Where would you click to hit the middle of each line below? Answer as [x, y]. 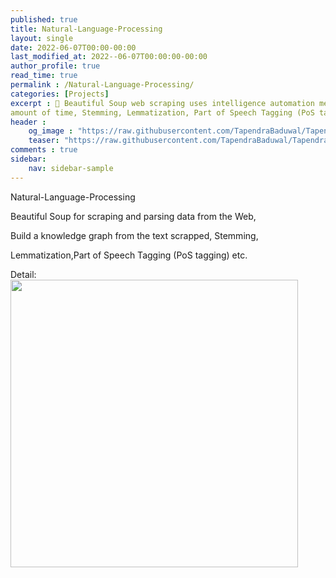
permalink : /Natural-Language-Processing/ [102, 85]
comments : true [44, 150]
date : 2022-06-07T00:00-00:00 [73, 47]
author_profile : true [55, 66]
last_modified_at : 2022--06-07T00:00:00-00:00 [109, 57]
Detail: [23, 274]
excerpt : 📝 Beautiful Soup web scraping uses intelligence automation [162, 103]
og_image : [51, 131]
